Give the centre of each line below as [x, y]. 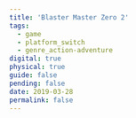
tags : [19, 26]
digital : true [36, 59]
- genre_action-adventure [65, 51]
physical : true [37, 67]
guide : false [33, 75]
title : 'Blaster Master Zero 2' [69, 17]
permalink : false [41, 100]
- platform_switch [52, 42]
